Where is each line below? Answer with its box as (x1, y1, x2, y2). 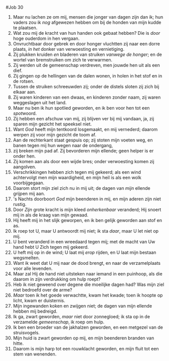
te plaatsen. (13, 25, 38, 31)
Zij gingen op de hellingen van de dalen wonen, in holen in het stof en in (13, 73, 162, 79)
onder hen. (13, 153, 36, 159)
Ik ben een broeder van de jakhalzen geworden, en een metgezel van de (13, 324, 163, 330)
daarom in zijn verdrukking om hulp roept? (13, 276, 101, 282)
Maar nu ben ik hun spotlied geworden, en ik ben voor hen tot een (13, 105, 150, 111)
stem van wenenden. (13, 351, 57, 357)
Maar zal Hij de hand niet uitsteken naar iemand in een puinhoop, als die (13, 271, 162, 276)
